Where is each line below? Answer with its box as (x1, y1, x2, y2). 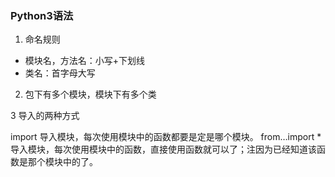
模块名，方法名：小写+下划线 (24, 55, 146, 67)
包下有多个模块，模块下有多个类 (24, 88, 157, 101)
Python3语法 (10, 8, 74, 22)
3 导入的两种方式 (10, 110, 80, 122)
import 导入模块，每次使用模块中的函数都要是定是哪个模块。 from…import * (10, 131, 322, 143)
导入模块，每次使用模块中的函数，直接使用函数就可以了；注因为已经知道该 (10, 143, 317, 156)
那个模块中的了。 (27, 156, 98, 168)
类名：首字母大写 (24, 67, 96, 79)
